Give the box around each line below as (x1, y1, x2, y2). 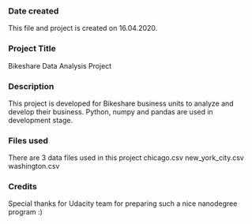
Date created (8, 6, 59, 17)
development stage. (8, 115, 73, 125)
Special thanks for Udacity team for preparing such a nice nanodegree (8, 199, 238, 208)
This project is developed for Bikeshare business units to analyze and (8, 99, 235, 108)
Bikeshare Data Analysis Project (8, 61, 112, 70)
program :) (8, 207, 43, 217)
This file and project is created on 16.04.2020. (8, 24, 158, 33)
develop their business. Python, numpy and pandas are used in (8, 106, 213, 116)
